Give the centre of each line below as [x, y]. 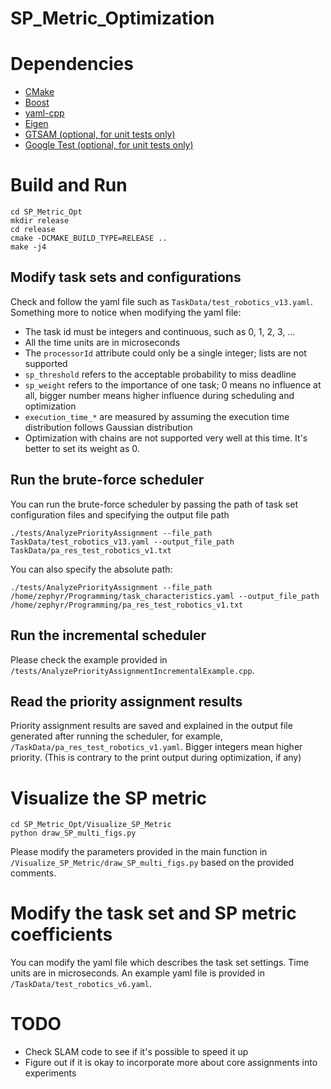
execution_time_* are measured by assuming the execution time [157, 416]
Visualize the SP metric [109, 798]
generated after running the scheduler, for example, [116, 736]
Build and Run [69, 185]
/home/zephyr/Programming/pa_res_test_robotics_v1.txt [127, 605]
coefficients [61, 934]
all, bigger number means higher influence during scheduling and [159, 395]
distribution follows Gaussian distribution [108, 427]
